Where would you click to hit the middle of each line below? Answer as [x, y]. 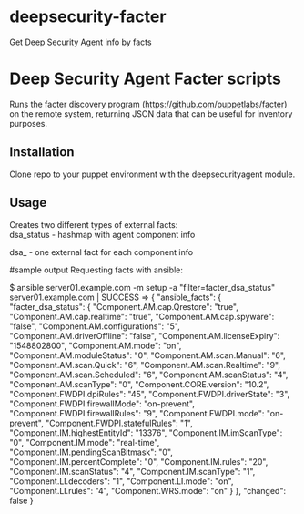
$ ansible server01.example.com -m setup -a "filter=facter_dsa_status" [142, 287]
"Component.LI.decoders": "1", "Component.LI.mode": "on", [122, 481]
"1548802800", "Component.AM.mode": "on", [96, 345]
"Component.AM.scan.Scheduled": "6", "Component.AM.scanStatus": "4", [149, 375]
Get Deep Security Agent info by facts [81, 42]
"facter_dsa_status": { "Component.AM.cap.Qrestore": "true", [124, 306]
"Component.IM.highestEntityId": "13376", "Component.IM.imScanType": [146, 432]
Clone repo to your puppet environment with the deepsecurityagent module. [152, 174]
